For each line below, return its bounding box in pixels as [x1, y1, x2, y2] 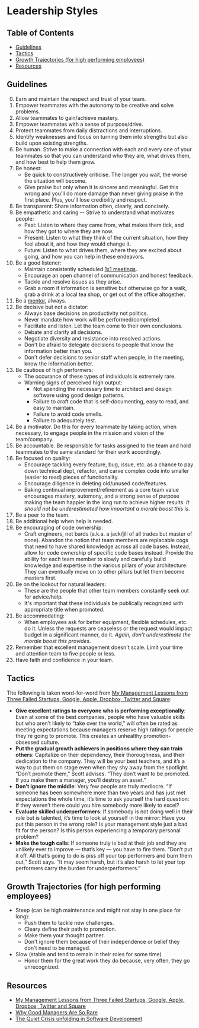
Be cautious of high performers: [15, 366, 94, 373]
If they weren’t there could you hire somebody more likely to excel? [15, 801, 179, 809]
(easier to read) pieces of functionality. [24, 473, 119, 480]
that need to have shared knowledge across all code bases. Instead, [24, 543, 191, 550]
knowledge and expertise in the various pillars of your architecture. [24, 562, 188, 569]
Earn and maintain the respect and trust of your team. [15, 95, 146, 102]
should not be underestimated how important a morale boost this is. [24, 505, 190, 512]
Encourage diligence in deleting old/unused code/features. [24, 479, 168, 487]
